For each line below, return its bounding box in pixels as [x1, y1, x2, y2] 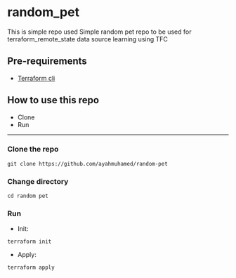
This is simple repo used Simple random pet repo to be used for [7, 27, 192, 36]
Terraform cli [17, 74, 55, 82]
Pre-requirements [7, 55, 88, 67]
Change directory [7, 176, 69, 186]
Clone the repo [7, 145, 59, 154]
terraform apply [7, 264, 55, 271]
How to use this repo [7, 94, 100, 106]
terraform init [7, 238, 52, 246]
